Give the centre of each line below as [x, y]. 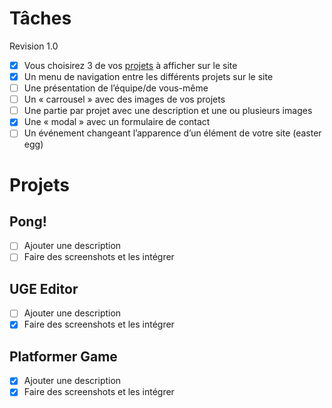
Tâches [40, 18]
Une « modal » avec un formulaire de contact [117, 122]
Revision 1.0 [34, 46]
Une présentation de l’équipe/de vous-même [116, 88]
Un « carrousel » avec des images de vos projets [124, 99]
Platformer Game [63, 356]
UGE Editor [44, 288]
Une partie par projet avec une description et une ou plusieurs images [168, 111]
